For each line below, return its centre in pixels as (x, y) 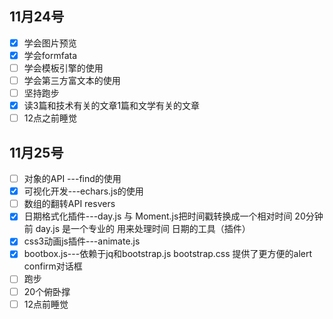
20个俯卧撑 (47, 291)
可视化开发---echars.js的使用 (83, 191)
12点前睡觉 (46, 304)
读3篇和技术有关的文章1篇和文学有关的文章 (112, 106)
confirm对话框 (53, 266)
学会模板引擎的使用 (63, 68)
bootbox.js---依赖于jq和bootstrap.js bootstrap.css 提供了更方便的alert (168, 254)
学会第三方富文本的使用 (72, 80)
